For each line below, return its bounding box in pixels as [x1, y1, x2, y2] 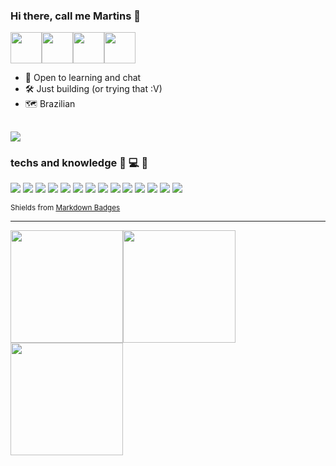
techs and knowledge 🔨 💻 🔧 [10, 155, 149, 169]
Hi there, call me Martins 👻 [10, 9, 142, 23]
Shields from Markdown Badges [10, 202, 121, 213]
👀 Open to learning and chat [24, 72, 142, 84]
